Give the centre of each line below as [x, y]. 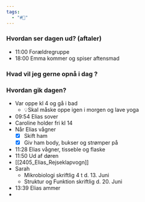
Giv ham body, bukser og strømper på [71, 143]
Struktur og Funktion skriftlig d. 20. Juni [73, 181]
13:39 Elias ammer [38, 188]
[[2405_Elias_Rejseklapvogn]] [52, 162]
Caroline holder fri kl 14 [44, 123]
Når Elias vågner [35, 129]
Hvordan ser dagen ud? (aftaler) [54, 39]
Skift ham [36, 136]
